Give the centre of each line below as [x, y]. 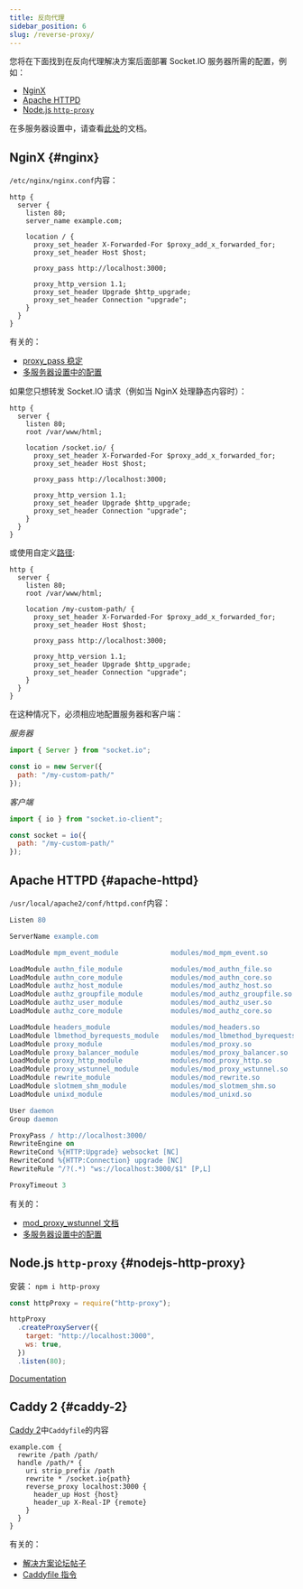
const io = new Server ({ [56, 767]
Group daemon [34, 1119]
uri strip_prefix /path [70, 1471]
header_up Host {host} [76, 1494]
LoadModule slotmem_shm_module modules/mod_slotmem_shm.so [143, 1086]
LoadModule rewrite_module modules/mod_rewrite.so [134, 1078]
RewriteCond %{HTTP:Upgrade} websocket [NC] [94, 1152]
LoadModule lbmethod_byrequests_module [84, 1036]
